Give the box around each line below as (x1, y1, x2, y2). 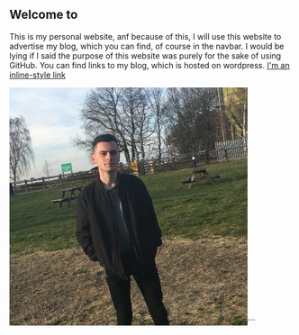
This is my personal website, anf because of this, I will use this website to (9, 31, 282, 41)
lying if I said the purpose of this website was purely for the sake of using (9, 50, 282, 61)
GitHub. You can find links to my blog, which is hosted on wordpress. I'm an (9, 59, 290, 70)
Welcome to (9, 7, 78, 23)
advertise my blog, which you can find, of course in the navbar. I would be (9, 41, 285, 51)
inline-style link (9, 69, 66, 80)
